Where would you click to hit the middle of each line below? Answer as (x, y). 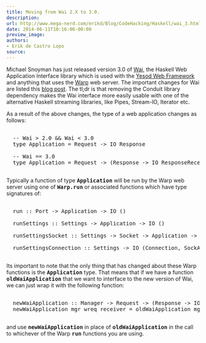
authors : (17, 40)
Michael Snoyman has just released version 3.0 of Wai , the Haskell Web (97, 69)
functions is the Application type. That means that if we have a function (100, 272)
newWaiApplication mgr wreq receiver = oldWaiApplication (102, 309)
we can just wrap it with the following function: (65, 285)
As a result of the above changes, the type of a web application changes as (102, 113)
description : (23, 18)
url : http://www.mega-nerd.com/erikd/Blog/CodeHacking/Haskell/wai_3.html (104, 23)
